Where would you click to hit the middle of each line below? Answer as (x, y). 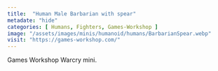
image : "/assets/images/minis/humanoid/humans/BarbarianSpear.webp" (109, 33)
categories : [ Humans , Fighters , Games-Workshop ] (83, 27)
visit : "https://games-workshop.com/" (64, 40)
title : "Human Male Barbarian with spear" (72, 14)
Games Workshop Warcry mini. (52, 60)
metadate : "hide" (33, 20)
